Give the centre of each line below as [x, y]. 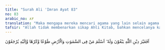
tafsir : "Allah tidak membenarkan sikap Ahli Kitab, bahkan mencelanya [80, 28]
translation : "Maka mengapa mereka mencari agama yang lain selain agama [82, 23]
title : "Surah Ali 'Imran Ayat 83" [41, 9]
